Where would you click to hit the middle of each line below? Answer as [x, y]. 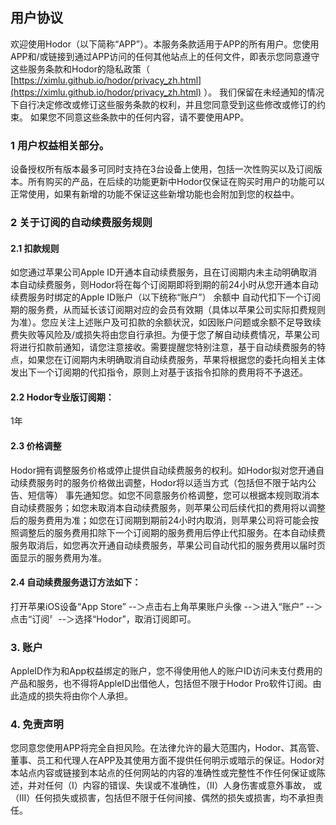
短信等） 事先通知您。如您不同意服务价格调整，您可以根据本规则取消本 [173, 495]
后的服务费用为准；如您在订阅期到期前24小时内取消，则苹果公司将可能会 [160, 520]
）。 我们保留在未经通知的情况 [264, 92]
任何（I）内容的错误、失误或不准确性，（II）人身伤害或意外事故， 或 [183, 785]
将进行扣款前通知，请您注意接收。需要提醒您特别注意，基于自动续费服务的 [163, 347]
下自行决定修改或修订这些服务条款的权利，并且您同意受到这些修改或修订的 [163, 104]
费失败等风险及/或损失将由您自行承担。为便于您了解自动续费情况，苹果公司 [165, 335]
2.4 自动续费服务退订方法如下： [76, 582]
